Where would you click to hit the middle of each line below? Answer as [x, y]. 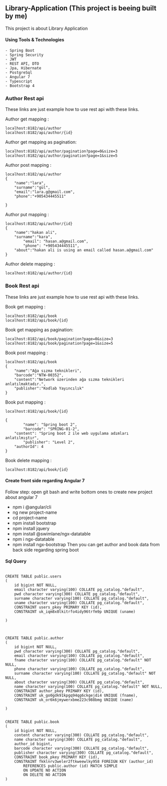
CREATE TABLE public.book [32, 722]
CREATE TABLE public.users [33, 576]
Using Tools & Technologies [35, 40]
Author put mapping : [27, 215]
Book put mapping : [26, 402]
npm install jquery [31, 528]
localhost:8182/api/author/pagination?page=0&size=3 [61, 151]
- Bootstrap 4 [20, 86]
